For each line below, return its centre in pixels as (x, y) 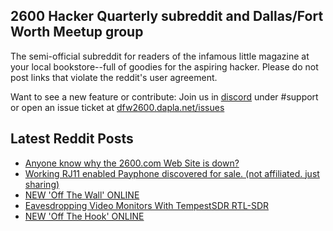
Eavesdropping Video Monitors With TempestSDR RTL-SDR (147, 205)
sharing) (42, 184)
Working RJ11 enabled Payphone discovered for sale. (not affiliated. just (172, 173)
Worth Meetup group (77, 32)
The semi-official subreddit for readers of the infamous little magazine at (160, 56)
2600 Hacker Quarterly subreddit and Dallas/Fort (167, 16)
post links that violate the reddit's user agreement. (114, 77)
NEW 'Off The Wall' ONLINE (82, 195)
